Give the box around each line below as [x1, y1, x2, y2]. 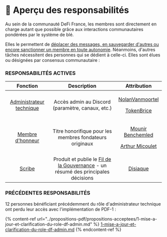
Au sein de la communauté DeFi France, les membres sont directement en [5, 21, 157, 27]
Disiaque [128, 165, 149, 172]
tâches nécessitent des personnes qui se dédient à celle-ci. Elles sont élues [5, 52, 161, 58]
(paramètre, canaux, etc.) [52, 105, 112, 112]
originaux [71, 140, 93, 147]
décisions [71, 175, 93, 182]
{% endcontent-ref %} [75, 227, 122, 233]
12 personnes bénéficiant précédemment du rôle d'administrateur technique [5, 201, 161, 207]
